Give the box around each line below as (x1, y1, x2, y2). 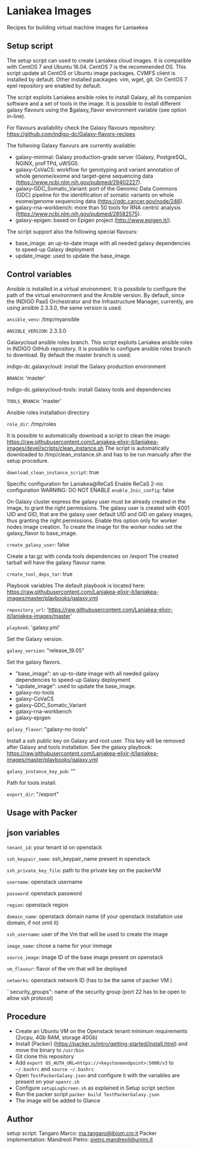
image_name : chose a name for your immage (7, 942, 113, 949)
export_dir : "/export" (7, 790, 59, 797)
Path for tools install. (7, 779, 57, 786)
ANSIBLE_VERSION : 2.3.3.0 (7, 327, 67, 334)
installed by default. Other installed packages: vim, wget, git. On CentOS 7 (7, 75, 188, 83)
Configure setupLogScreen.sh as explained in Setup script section (15, 1084, 175, 1091)
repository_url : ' (7, 606, 49, 613)
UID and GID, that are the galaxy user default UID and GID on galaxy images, (7, 510, 193, 517)
